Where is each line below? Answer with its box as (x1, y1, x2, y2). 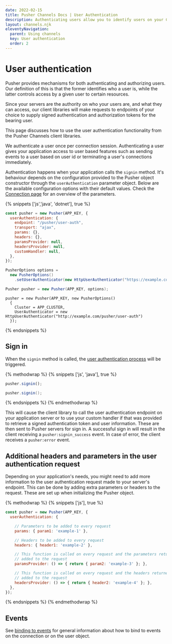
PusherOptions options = (5, 268, 58, 273)
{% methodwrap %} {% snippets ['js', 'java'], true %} (5, 371, 117, 377)
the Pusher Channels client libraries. (5, 132, 82, 139)
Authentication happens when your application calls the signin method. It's (5, 169, 164, 175)
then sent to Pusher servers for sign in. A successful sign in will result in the (5, 426, 165, 432)
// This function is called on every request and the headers (14, 571, 150, 576)
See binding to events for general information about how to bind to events (5, 628, 161, 634)
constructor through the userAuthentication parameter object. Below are (5, 180, 159, 186)
